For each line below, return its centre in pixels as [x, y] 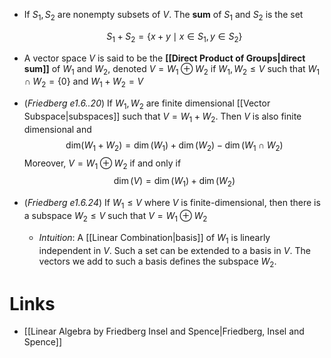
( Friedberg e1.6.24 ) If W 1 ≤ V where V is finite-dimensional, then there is [172, 204]
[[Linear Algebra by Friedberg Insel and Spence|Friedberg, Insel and [164, 331]
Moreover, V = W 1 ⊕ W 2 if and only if [102, 164]
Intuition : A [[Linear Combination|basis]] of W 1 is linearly [154, 238]
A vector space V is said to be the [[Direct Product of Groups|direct [164, 58]
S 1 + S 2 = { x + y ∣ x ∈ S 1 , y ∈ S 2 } [174, 37]
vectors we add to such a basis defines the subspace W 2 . [157, 262]
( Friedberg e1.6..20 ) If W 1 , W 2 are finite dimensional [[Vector [147, 104]
